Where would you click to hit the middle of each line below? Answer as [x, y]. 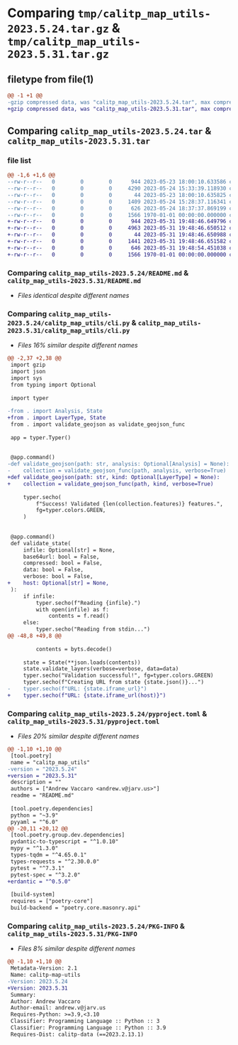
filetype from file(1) [51, 79]
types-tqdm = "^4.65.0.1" [49, 855]
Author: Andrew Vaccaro [45, 1001]
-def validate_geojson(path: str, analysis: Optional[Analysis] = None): [119, 464]
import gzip [28, 365]
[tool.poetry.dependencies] [52, 808]
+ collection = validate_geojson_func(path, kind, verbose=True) [110, 484]
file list [19, 160]
